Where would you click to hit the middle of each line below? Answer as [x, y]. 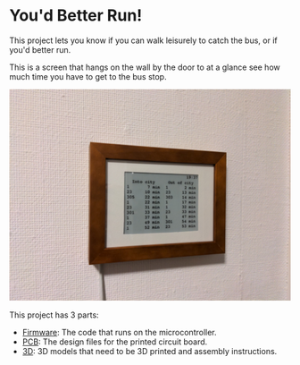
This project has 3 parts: [54, 315]
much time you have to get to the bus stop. [88, 76]
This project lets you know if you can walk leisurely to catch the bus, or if [144, 40]
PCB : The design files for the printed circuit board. [115, 342]
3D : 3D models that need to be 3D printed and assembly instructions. [150, 351]
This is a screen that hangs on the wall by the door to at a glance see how [145, 67]
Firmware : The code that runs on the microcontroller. [119, 332]
